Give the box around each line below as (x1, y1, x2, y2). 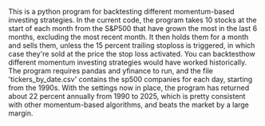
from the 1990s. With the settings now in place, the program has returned (8, 83, 250, 93)
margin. (8, 108, 34, 118)
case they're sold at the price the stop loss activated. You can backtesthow (8, 49, 255, 58)
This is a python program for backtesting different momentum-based (8, 7, 235, 16)
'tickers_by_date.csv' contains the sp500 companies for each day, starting (8, 75, 253, 84)
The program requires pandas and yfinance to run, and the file (8, 66, 213, 75)
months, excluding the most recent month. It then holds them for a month (8, 32, 249, 41)
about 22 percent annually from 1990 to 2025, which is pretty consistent (8, 92, 246, 100)
